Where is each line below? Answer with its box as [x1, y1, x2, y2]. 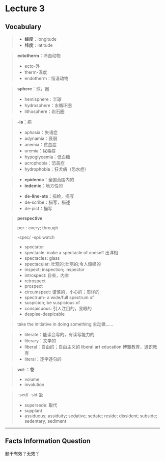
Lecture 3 [5, 3, 45, 14]
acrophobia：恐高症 [24, 160, 65, 166]
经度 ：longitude [24, 36, 57, 42]
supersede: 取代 [24, 402, 57, 408]
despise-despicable [24, 311, 65, 317]
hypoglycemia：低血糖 [24, 154, 70, 160]
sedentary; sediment [24, 418, 66, 424]
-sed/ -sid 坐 [17, 392, 43, 398]
